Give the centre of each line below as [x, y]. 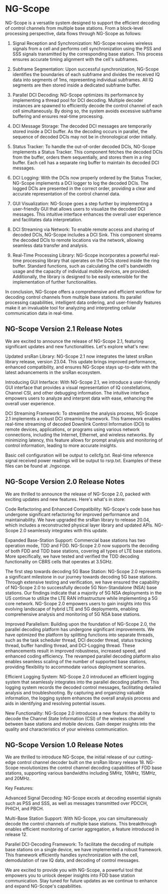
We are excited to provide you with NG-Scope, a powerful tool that [74, 870]
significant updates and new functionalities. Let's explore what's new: [77, 346]
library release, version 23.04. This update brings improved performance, [81, 361]
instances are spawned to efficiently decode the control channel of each [88, 105]
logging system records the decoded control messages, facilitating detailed [83, 687]
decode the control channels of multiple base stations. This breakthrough [81, 824]
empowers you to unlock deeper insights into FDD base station [70, 875]
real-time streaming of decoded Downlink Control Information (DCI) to [77, 424]
